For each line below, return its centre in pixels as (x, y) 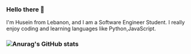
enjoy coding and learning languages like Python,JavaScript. (81, 28)
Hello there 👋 (26, 9)
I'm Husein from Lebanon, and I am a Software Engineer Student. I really (95, 23)
